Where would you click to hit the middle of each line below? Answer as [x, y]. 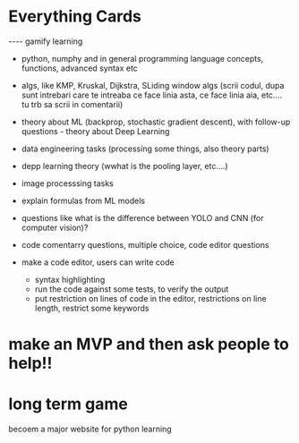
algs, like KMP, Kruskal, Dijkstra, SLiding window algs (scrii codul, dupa [153, 85]
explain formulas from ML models [83, 200]
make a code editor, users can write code [98, 262]
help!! [30, 363]
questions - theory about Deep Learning [95, 131]
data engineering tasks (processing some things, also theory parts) [145, 149]
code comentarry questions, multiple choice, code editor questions [145, 244]
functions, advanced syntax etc [79, 68]
